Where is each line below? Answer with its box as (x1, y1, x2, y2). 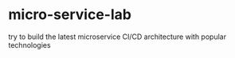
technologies (8, 40, 51, 49)
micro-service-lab (8, 6, 131, 24)
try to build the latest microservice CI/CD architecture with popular (8, 32, 227, 41)
